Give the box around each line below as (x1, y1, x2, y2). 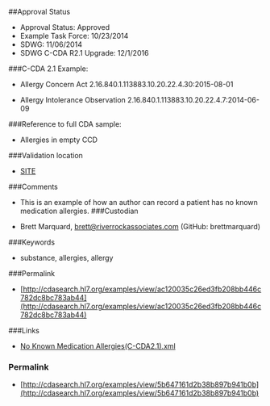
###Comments (8, 182, 59, 191)
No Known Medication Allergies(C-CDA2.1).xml (19, 341, 176, 350)
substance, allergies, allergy (19, 253, 114, 262)
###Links (8, 326, 40, 335)
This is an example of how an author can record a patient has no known (19, 198, 258, 207)
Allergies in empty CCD (19, 135, 98, 144)
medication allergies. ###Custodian (19, 206, 139, 216)
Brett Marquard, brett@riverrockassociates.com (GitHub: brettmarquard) (19, 222, 260, 231)
